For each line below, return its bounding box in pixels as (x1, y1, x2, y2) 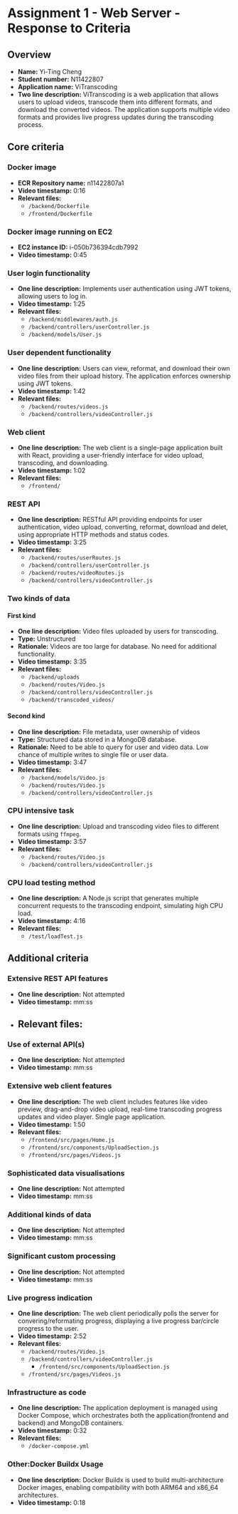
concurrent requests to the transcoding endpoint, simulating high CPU (17, 902, 224, 910)
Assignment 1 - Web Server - (7, 5, 181, 21)
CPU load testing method (7, 877, 96, 887)
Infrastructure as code (7, 1387, 87, 1397)
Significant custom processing (7, 1251, 116, 1261)
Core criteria (7, 141, 65, 153)
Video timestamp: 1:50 (17, 1120, 86, 1128)
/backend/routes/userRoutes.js (28, 555, 121, 562)
